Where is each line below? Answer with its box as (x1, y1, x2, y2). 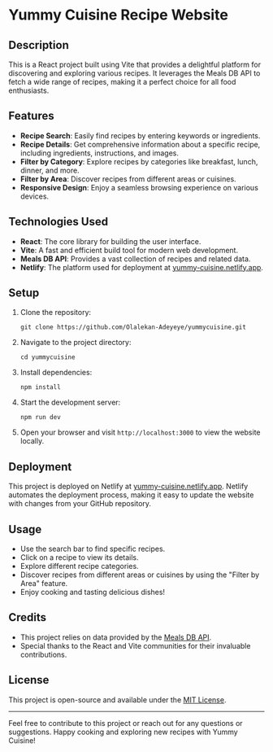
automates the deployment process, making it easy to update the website (8, 490, 254, 500)
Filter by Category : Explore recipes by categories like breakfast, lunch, (19, 156, 258, 166)
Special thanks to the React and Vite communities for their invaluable (19, 641, 251, 650)
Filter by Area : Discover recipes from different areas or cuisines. (19, 173, 237, 184)
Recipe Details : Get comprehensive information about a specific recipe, (19, 139, 261, 149)
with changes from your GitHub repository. (8, 499, 152, 509)
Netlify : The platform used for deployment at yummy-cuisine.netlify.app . (19, 262, 264, 272)
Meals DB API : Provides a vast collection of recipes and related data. (19, 254, 251, 264)
